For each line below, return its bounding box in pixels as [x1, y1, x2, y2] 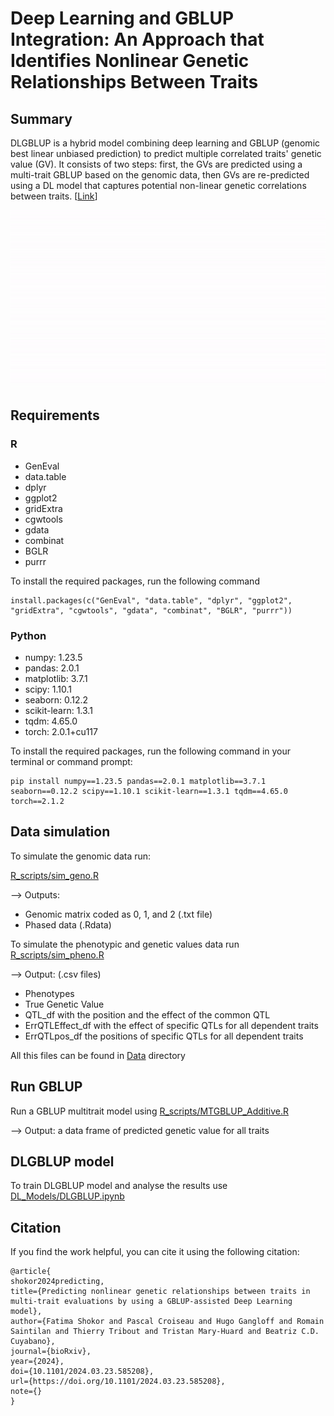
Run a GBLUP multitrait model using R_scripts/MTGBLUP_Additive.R [10, 1105, 289, 1117]
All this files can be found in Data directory [10, 1049, 186, 1061]
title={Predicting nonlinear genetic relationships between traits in [10, 1287, 311, 1297]
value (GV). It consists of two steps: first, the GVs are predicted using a [10, 158, 303, 170]
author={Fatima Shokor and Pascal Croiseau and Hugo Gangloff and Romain [10, 1317, 325, 1327]
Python [10, 628, 47, 642]
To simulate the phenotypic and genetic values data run [10, 938, 240, 950]
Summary [10, 110, 73, 127]
